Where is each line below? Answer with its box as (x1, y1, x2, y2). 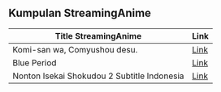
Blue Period (12, 56, 57, 68)
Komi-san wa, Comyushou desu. (12, 44, 138, 55)
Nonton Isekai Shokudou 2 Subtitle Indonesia (12, 70, 184, 82)
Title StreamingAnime (54, 30, 142, 41)
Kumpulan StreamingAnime (8, 6, 152, 20)
